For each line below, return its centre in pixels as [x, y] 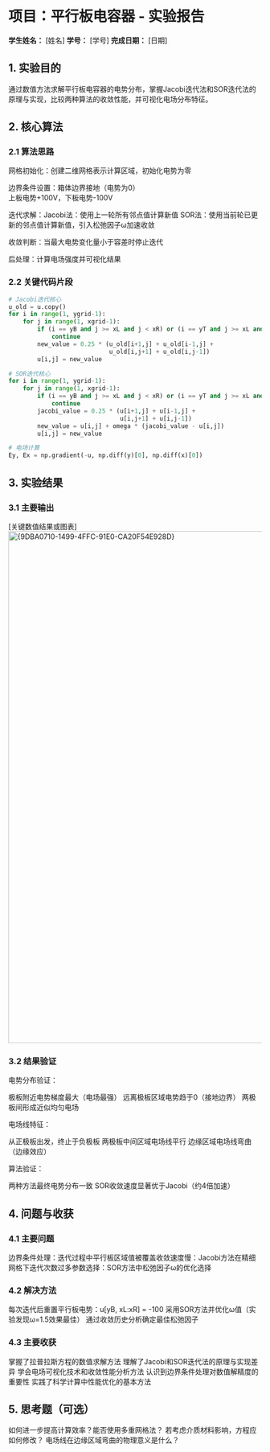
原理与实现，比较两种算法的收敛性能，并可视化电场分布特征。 [110, 99]
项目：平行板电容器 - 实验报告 [106, 16]
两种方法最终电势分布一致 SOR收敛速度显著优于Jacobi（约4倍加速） [121, 1186]
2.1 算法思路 [31, 152]
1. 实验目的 [35, 68]
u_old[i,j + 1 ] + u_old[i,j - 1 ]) [160, 352]
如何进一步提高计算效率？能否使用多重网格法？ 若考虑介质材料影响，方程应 [133, 1430]
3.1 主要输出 [31, 508]
